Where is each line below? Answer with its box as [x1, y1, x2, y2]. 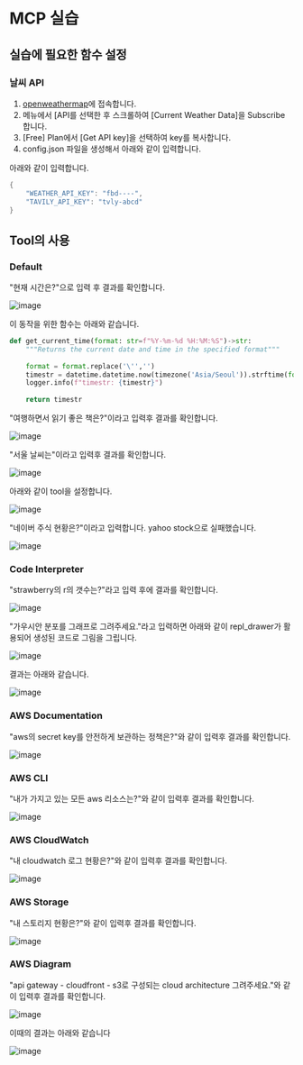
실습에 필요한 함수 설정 [9, 47, 128, 62]
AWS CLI [9, 771, 49, 784]
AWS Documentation [9, 709, 104, 722]
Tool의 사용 [9, 232, 70, 248]
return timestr [25, 396, 83, 405]
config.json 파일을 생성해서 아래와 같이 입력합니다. [22, 143, 201, 154]
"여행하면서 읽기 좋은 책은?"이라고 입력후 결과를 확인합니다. [9, 413, 218, 423]
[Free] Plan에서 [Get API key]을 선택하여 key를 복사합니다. [22, 132, 232, 142]
